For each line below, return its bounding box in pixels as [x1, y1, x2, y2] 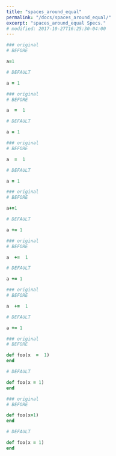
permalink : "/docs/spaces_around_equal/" [6, 14, 112, 20]
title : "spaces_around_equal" [6, 8, 82, 15]
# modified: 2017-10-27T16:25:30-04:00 [6, 25, 106, 32]
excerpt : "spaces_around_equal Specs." [6, 20, 106, 26]
